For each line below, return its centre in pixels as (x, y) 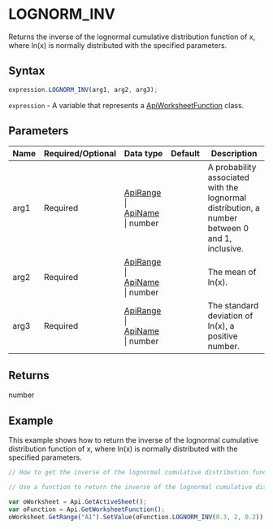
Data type (143, 154)
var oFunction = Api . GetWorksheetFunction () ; (87, 509)
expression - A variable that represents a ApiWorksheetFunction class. (126, 105)
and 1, (220, 238)
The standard (233, 306)
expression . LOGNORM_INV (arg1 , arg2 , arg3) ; (83, 90)
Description (234, 154)
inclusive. (225, 249)
